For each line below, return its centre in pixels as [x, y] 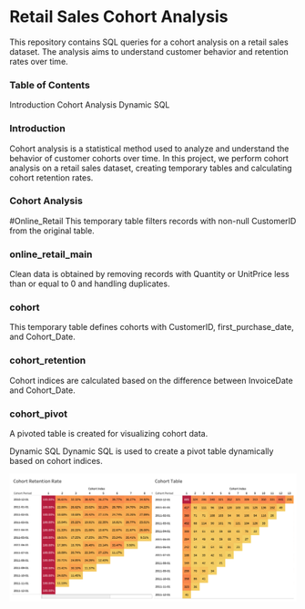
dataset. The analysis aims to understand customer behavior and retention [149, 51]
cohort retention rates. [51, 177]
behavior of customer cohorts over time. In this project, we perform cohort [149, 158]
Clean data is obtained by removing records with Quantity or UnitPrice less [149, 274]
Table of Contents [50, 85]
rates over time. [39, 61]
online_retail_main [51, 254]
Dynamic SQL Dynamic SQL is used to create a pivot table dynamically [142, 451]
